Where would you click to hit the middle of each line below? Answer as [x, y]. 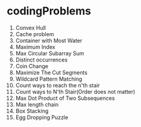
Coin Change [32, 66]
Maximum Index [36, 47]
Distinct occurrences [42, 60]
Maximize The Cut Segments [52, 72]
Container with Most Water [49, 40]
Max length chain [37, 104]
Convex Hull [30, 28]
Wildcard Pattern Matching [49, 79]
